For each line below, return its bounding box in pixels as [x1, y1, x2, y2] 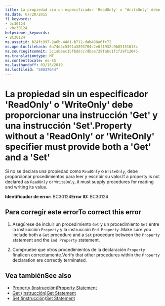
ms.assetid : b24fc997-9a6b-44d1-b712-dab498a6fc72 [5, 40, 112, 45]
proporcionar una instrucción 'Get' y [5, 110, 158, 121]
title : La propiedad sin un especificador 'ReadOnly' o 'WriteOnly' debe [5, 7, 161, 12]
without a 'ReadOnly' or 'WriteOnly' [5, 131, 155, 142]
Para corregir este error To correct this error [5, 208, 142, 216]
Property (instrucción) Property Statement [12, 285, 97, 291]
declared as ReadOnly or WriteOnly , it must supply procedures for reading [5, 179, 154, 184]
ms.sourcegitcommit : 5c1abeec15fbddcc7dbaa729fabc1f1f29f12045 [5, 49, 138, 54]
